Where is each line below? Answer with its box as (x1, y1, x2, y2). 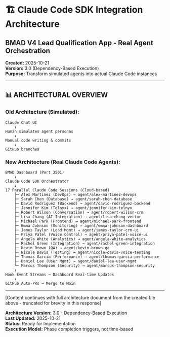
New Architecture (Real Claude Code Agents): (5, 158, 120, 165)
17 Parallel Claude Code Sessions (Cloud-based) (5, 187, 110, 193)
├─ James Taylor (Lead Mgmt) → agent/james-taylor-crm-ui (14, 227, 139, 232)
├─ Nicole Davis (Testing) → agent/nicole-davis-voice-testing (14, 250, 151, 255)
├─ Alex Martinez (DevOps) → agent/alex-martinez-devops (14, 192, 137, 197)
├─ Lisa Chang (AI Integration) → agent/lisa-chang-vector (14, 214, 142, 219)
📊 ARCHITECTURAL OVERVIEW (5, 91, 108, 99)
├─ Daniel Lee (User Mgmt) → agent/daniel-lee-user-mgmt (14, 258, 137, 264)
